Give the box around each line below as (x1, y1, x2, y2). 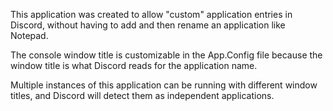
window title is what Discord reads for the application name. (10, 60, 258, 71)
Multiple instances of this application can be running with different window (10, 79, 318, 91)
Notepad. (10, 30, 49, 41)
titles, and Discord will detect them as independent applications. (10, 90, 275, 101)
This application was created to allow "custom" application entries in (10, 9, 293, 20)
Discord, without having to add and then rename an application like (10, 19, 286, 31)
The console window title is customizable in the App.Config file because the (10, 49, 323, 61)
